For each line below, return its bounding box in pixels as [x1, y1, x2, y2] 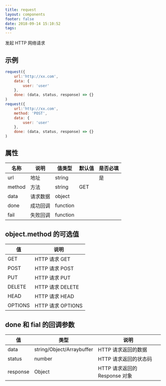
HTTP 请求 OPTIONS [34, 302, 83, 309]
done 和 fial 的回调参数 [5, 321, 75, 329]
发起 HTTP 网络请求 [5, 40, 45, 46]
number [34, 355, 53, 362]
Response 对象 [98, 372, 132, 379]
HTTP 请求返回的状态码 [98, 355, 152, 362]
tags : [5, 26, 16, 31]
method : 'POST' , [14, 111, 48, 116]
